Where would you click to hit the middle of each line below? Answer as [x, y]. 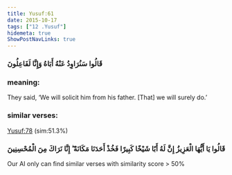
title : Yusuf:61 [30, 14]
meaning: [24, 82]
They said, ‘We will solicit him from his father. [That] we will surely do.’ [107, 97]
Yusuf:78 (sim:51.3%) [37, 131]
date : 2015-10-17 [32, 20]
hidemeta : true [29, 33]
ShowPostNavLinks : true [42, 40]
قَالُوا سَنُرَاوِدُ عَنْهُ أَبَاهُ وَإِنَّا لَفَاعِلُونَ [55, 64]
